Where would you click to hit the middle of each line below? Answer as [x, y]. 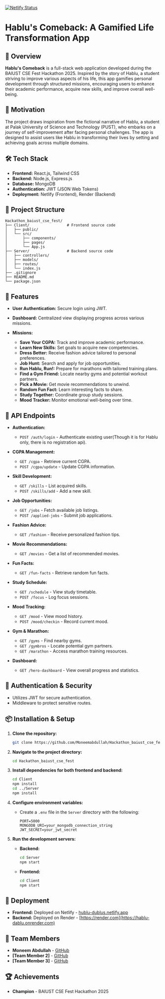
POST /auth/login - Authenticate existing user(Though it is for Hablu [89, 437]
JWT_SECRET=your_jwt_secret [48, 830]
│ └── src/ [18, 234]
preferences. [33, 358]
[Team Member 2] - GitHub [40, 956]
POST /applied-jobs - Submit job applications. [66, 515]
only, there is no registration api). [53, 442]
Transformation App [47, 38]
